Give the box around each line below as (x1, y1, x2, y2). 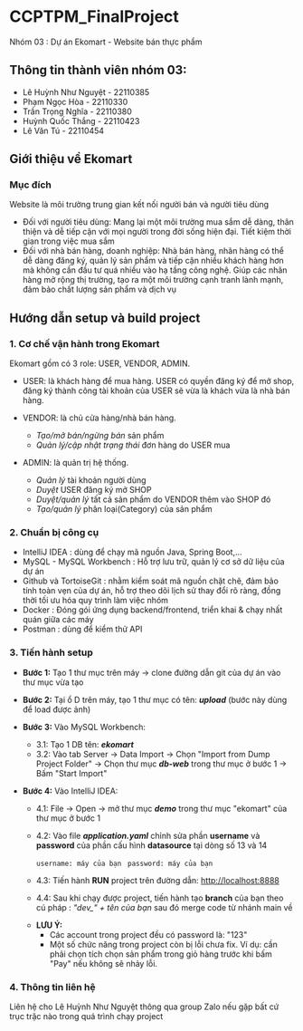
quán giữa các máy (22, 614, 94, 625)
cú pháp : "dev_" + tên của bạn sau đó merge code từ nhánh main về (35, 901, 293, 912)
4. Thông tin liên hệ (9, 980, 96, 993)
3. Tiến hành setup (9, 646, 93, 659)
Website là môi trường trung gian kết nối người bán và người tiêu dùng (9, 199, 270, 210)
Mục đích (9, 178, 52, 191)
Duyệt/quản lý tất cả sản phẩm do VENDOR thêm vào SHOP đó (35, 494, 271, 505)
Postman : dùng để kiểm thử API (22, 623, 143, 635)
